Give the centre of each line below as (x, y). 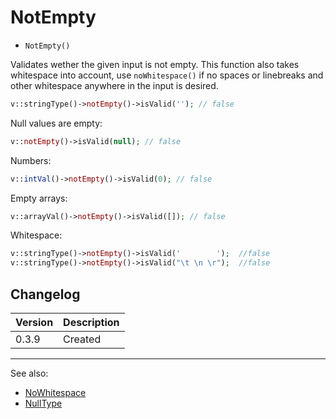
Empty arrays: (39, 198)
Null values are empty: (56, 123)
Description (91, 322)
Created (82, 339)
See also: (29, 373)
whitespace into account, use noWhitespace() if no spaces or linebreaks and (167, 75)
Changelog (45, 294)
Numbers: (31, 160)
